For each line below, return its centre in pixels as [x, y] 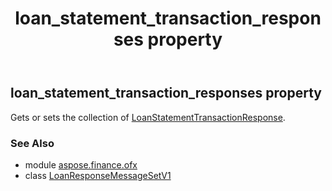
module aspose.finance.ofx [81, 164]
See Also [32, 143]
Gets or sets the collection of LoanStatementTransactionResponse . [148, 117]
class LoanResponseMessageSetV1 [98, 175]
